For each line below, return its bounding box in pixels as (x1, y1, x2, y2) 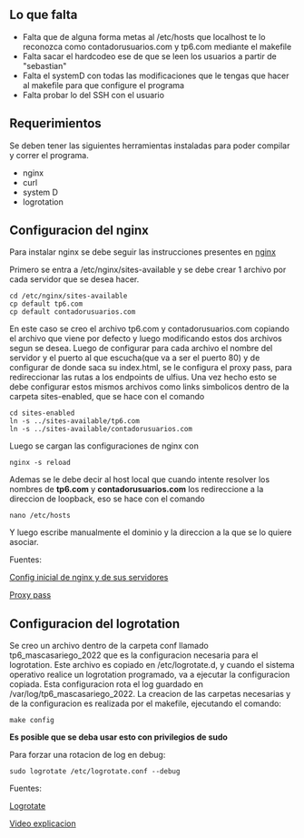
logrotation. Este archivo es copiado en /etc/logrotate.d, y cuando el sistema (9, 660, 295, 671)
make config (9, 716, 54, 725)
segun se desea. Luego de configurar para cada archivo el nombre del (9, 343, 273, 354)
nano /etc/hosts (9, 511, 71, 520)
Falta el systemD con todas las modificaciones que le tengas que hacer (22, 70, 289, 81)
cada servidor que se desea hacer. (9, 274, 140, 285)
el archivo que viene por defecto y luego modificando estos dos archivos (9, 333, 283, 344)
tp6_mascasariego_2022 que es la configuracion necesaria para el (9, 650, 259, 661)
